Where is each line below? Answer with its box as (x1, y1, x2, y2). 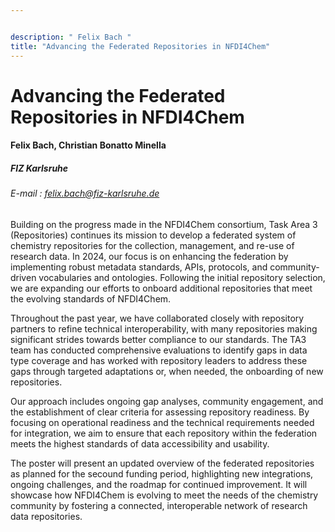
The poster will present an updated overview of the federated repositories (10, 457, 315, 469)
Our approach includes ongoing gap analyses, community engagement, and (10, 395, 324, 407)
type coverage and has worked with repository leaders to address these (10, 354, 308, 366)
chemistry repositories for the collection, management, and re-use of (10, 239, 295, 251)
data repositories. (10, 510, 83, 522)
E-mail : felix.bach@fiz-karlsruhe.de (10, 187, 160, 200)
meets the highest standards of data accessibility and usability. (10, 437, 270, 450)
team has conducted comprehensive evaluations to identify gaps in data (10, 344, 308, 356)
